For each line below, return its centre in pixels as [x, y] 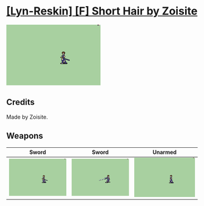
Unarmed [165, 152]
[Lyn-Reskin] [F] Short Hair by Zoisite [102, 11]
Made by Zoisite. [27, 117]
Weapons [25, 136]
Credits [21, 102]
